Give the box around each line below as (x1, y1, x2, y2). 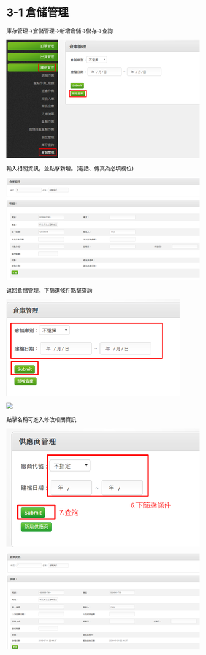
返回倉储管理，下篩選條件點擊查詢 (6, 286, 93, 294)
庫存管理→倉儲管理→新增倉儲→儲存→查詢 (6, 27, 113, 34)
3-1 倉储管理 (6, 6, 69, 20)
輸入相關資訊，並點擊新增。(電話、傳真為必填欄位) (6, 164, 134, 172)
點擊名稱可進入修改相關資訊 (6, 415, 77, 423)
